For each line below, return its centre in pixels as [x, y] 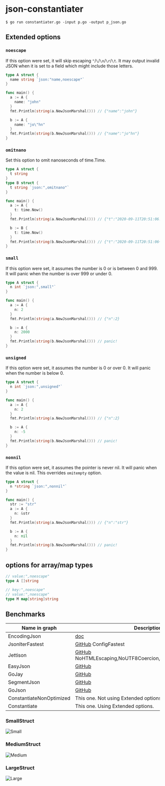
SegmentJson [24, 682]
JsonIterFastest [26, 644]
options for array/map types [49, 565]
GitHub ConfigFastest [100, 644]
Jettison [17, 655]
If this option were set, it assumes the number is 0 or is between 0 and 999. [82, 268]
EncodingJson [24, 636]
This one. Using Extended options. [115, 706]
